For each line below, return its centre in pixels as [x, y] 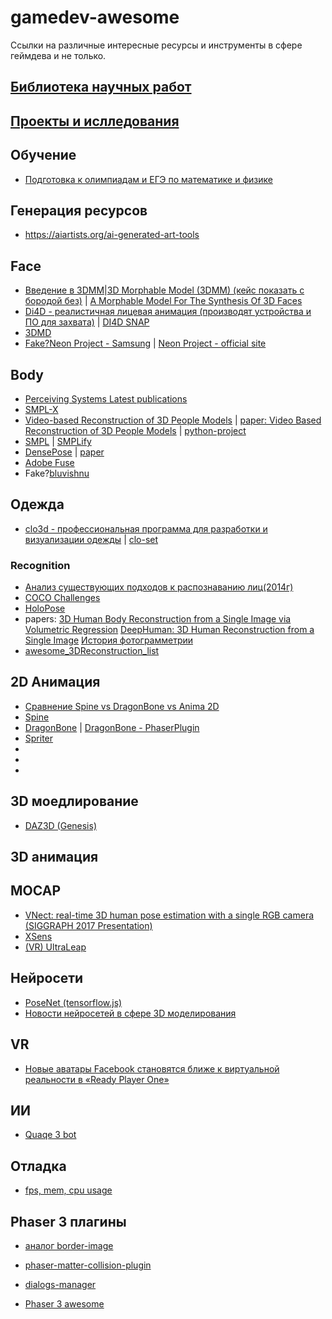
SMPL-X [41, 409]
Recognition [40, 565]
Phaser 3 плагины [68, 1221]
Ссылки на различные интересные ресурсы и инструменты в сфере [156, 45]
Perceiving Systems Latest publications [106, 398]
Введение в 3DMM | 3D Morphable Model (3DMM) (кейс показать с [164, 290]
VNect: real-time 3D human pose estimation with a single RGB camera [169, 915]
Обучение [43, 155]
